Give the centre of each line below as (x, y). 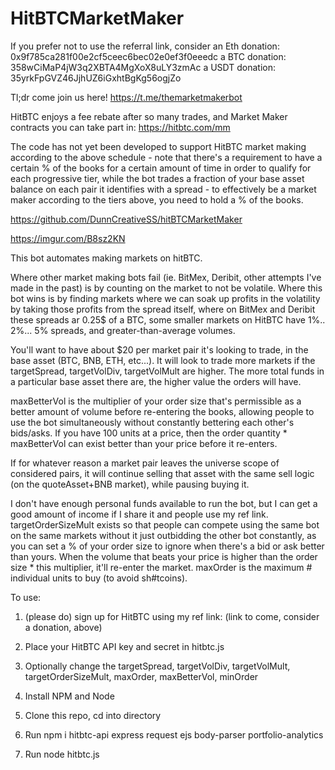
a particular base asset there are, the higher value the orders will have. (156, 381)
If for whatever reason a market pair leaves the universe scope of (145, 463)
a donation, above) (63, 627)
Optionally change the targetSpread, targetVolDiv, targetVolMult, (157, 666)
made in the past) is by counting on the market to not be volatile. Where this (166, 288)
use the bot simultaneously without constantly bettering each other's (152, 422)
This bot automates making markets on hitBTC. (106, 258)
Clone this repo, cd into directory (93, 715)
